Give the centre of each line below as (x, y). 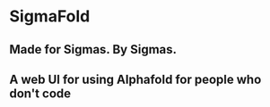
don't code (40, 93)
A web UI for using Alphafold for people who (135, 79)
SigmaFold (50, 16)
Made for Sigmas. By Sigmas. (93, 49)
